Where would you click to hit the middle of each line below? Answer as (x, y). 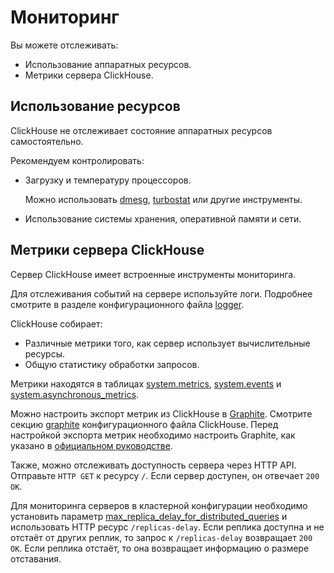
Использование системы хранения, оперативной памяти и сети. (163, 218)
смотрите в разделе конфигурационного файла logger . (127, 304)
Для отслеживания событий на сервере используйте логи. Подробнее (161, 293)
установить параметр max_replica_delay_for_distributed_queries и (149, 516)
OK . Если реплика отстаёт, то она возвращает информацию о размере (160, 548)
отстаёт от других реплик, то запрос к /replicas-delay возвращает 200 (161, 537)
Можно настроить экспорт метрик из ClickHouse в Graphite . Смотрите (161, 413)
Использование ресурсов (95, 106)
